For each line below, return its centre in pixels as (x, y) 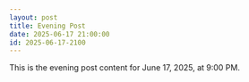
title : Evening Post (48, 26)
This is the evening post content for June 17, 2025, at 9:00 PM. (124, 68)
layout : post (34, 17)
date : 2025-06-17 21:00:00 (60, 34)
